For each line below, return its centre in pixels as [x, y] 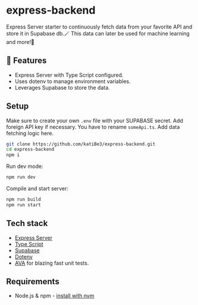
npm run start [24, 205]
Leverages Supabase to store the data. [62, 87]
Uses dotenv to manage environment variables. [73, 81]
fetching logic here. [30, 133]
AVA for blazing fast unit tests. [52, 263]
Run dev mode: [25, 166]
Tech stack [27, 223]
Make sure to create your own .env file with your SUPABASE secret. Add [95, 120]
